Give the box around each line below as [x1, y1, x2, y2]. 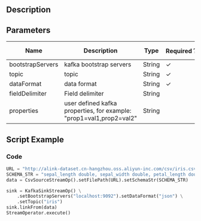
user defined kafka [63, 99, 117, 108]
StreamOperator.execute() [6, 210, 71, 216]
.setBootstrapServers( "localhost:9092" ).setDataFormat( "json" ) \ [17, 194, 184, 199]
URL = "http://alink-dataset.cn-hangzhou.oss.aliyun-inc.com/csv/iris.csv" [6, 165, 199, 172]
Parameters [6, 25, 51, 35]
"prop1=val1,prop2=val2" [63, 114, 138, 122]
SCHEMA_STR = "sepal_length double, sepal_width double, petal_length [6, 171, 186, 177]
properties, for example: [63, 107, 132, 115]
